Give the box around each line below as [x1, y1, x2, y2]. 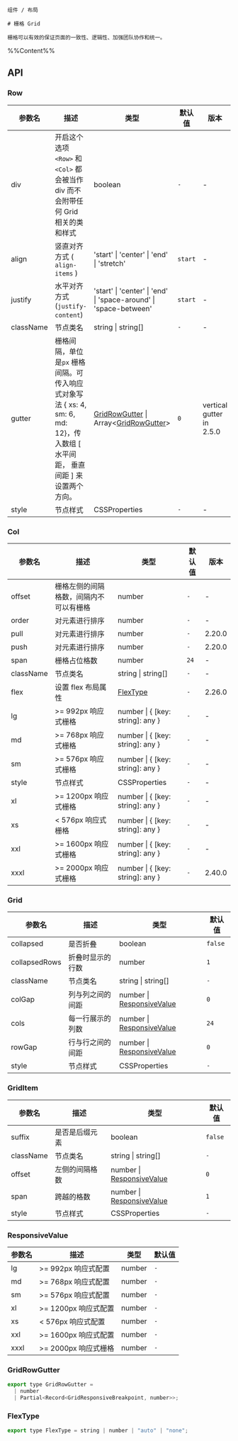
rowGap [11, 1042, 38, 1052]
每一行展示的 [68, 1014, 111, 1024]
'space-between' [93, 303, 152, 313]
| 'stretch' [93, 258, 126, 268]
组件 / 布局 [7, 6, 39, 13]
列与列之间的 [68, 990, 111, 1000]
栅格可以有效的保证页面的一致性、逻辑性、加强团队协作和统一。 [7, 34, 166, 41]
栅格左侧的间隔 [55, 581, 105, 591]
